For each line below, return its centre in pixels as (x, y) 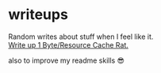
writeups (38, 15)
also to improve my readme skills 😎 (66, 60)
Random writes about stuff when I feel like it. (81, 36)
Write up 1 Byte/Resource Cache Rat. (69, 44)
